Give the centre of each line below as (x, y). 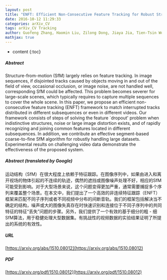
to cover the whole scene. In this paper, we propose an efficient (70, 102)
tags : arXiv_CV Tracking (31, 28)
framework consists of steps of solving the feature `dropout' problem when (82, 118)
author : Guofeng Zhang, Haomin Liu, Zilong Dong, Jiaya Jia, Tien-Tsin (81, 33)
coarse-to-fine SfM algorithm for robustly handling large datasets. (73, 139)
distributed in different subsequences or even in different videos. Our (76, 112)
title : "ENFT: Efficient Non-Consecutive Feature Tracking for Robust (80, 14)
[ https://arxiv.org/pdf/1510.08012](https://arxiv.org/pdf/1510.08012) (74, 272)
